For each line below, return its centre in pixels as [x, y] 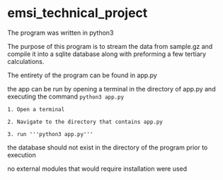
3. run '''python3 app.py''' [50, 134]
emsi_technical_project [78, 13]
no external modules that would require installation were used [97, 169]
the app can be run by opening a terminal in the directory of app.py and [111, 89]
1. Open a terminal [36, 109]
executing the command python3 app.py [66, 96]
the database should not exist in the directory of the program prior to [108, 147]
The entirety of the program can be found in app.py [82, 75]
